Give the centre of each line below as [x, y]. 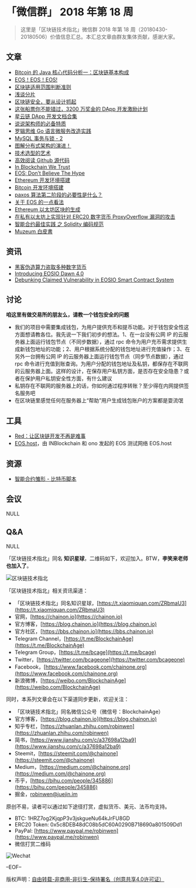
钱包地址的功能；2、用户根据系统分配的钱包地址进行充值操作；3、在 [107, 349]
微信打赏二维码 [32, 844]
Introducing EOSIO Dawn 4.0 [49, 273]
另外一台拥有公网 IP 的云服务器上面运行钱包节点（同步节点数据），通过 [99, 357]
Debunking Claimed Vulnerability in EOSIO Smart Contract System [94, 280]
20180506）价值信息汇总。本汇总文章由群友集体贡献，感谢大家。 [99, 36]
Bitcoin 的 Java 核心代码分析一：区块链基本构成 [72, 72]
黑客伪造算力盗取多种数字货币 [50, 267]
